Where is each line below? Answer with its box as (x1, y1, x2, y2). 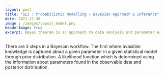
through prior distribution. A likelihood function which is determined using (5, 54, 154, 59)
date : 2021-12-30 (5, 16, 41, 21)
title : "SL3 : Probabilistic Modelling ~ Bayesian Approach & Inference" (5, 12, 160, 17)
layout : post (5, 7, 32, 12)
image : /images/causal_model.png (5, 21, 76, 26)
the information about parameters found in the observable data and (5, 59, 141, 65)
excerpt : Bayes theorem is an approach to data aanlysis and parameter (5, 30, 155, 35)
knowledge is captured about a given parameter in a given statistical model (5, 49, 157, 54)
